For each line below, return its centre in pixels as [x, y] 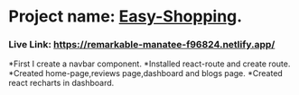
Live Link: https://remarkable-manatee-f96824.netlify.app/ [142, 45]
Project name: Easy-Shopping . [126, 17]
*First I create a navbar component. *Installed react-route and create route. [149, 64]
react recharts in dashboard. [61, 83]
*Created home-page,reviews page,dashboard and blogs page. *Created [146, 73]
